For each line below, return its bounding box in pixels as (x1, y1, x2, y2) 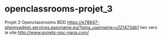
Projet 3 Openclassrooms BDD (4, 19, 66, 25)
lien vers (139, 24, 158, 30)
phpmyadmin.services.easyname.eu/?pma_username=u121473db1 (4, 24, 139, 30)
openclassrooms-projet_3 (4, 3, 113, 14)
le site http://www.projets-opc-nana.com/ (4, 29, 89, 35)
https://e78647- (67, 19, 99, 25)
